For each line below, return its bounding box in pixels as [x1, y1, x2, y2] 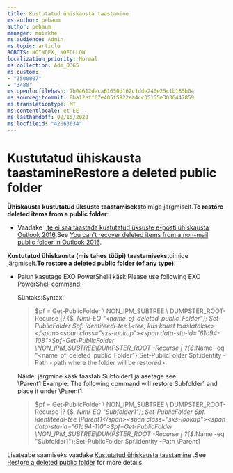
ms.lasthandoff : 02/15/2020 [7, 113, 89, 120]
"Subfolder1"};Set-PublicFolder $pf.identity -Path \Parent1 [34, 438, 200, 446]
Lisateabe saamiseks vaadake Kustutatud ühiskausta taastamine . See [7, 451, 207, 459]
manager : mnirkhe [7, 29, 58, 37]
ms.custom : [7, 68, 39, 75]
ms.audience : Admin [7, 36, 64, 43]
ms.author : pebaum [7, 17, 61, 24]
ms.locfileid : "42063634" [7, 120, 82, 127]
